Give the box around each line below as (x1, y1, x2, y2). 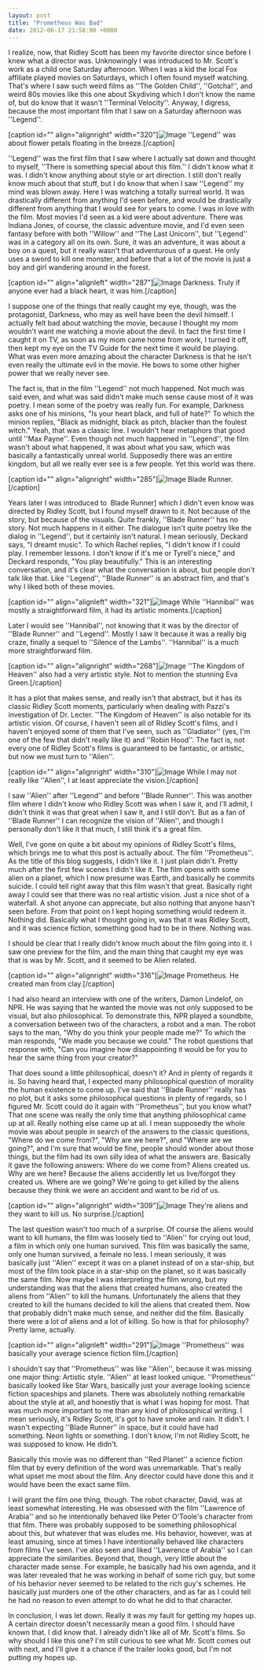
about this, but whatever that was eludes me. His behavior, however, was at (8, 1529, 253, 1538)
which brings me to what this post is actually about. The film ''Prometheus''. (8, 848, 254, 858)
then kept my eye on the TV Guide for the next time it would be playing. (8, 344, 239, 353)
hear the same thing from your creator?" (8, 1053, 139, 1063)
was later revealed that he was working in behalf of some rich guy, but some (8, 1571, 255, 1580)
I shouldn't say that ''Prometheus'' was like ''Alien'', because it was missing (8, 1364, 252, 1374)
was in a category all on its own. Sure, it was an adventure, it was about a (8, 237, 246, 247)
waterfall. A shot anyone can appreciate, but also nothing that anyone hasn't (8, 898, 255, 908)
